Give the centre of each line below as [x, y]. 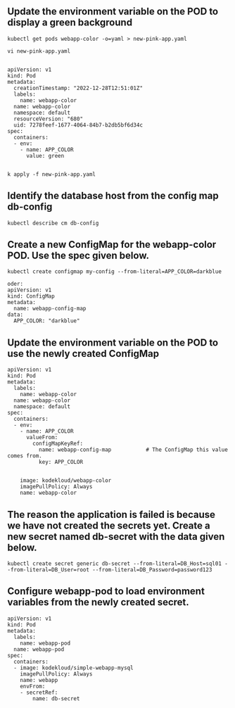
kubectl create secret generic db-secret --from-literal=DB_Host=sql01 [114, 564]
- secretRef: [39, 693]
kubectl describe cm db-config [53, 223]
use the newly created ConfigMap [83, 354]
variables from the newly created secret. [99, 602]
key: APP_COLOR [61, 462]
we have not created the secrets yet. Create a [109, 525]
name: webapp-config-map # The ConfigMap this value [133, 450]
